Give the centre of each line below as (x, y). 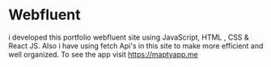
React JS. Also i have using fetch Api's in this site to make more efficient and (136, 45)
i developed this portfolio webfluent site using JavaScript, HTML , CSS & (129, 37)
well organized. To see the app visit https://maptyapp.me (103, 54)
